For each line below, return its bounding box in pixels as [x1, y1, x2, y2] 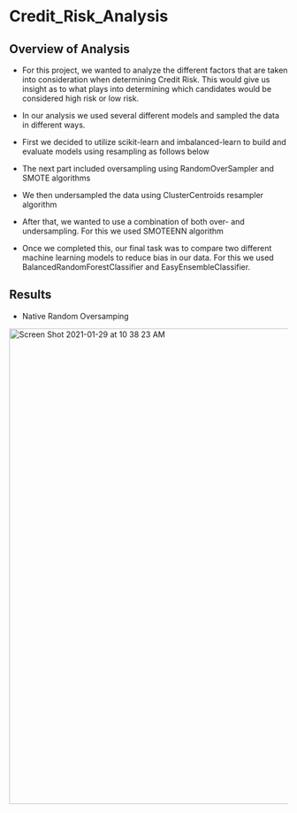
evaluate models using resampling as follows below [21, 146, 210, 157]
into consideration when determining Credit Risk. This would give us [21, 74, 270, 85]
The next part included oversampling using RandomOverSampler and [21, 164, 274, 173]
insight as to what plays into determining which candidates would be [21, 84, 272, 94]
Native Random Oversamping [21, 311, 130, 321]
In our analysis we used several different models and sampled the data [21, 111, 280, 120]
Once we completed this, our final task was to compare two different [21, 243, 272, 253]
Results [9, 288, 52, 303]
